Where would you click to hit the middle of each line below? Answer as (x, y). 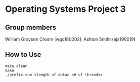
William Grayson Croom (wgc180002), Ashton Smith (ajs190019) (70, 39)
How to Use (23, 55)
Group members (31, 27)
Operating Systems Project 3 (66, 9)
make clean (16, 66)
